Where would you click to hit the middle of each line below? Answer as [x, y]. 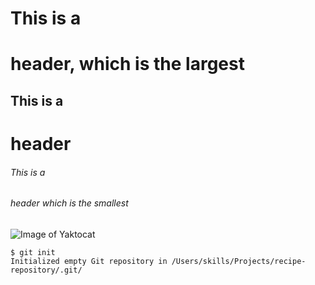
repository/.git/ [46, 270]
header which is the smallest [69, 203]
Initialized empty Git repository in [89, 261]
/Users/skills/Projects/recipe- [239, 261]
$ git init [33, 252]
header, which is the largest [127, 64]
